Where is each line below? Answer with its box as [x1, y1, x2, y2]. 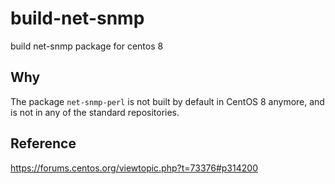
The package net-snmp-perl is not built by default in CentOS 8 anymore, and [10, 95, 325, 107]
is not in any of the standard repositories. [10, 106, 180, 118]
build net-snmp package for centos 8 [10, 40, 164, 52]
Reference [10, 135, 77, 152]
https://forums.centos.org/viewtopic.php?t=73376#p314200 [10, 162, 258, 174]
